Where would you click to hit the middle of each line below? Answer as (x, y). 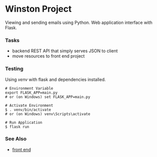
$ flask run (17, 127)
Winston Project (38, 9)
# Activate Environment (29, 105)
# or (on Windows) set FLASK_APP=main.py (48, 97)
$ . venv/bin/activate (28, 110)
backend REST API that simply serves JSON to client (65, 51)
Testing (14, 69)
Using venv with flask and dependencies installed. (56, 79)
